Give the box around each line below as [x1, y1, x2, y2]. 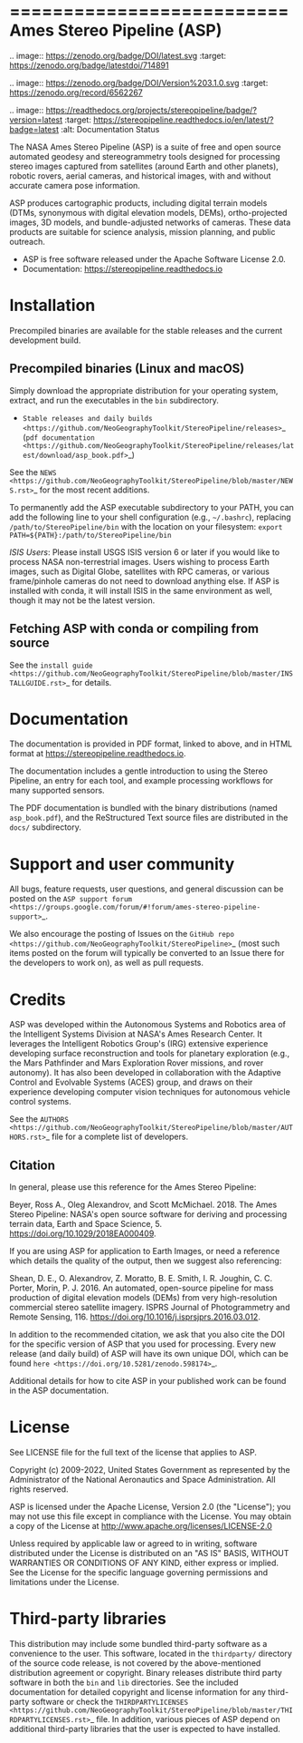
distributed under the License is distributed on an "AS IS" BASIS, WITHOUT [9, 1548, 289, 1559]
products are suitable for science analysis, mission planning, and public [9, 226, 276, 237]
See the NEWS [9, 466, 57, 477]
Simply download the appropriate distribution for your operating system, [9, 385, 279, 395]
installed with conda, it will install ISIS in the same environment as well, [9, 585, 273, 596]
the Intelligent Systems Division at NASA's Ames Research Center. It [9, 1028, 262, 1039]
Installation [9, 296, 96, 316]
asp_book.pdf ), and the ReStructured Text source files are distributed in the [9, 813, 289, 823]
